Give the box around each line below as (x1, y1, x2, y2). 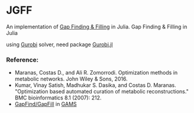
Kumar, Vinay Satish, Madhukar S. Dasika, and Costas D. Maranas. (14, 82, 176, 89)
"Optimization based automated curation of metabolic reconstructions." (14, 88, 189, 95)
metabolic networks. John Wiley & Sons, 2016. (14, 75, 128, 83)
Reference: (6, 56, 39, 64)
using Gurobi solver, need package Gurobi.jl (6, 41, 114, 48)
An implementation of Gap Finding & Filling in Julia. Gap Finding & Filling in (6, 23, 187, 30)
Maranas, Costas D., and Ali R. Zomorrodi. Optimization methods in (14, 69, 178, 76)
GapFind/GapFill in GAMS (14, 101, 77, 108)
